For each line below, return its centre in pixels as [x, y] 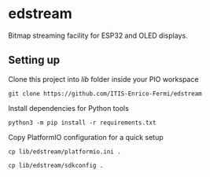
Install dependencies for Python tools [69, 108]
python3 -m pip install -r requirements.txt [82, 123]
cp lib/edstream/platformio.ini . [65, 151]
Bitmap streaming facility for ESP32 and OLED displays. [98, 35]
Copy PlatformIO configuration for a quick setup [86, 137]
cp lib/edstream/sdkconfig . [56, 165]
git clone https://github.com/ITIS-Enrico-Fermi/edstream [105, 94]
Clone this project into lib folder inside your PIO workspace [103, 79]
